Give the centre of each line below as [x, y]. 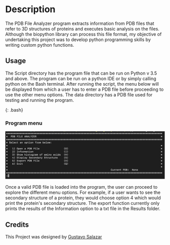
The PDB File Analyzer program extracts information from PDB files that [80, 23]
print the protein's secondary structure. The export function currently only [82, 203]
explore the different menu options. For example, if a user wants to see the [83, 192]
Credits [17, 224]
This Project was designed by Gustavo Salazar [54, 236]
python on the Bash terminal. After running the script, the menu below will [82, 84]
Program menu [24, 123]
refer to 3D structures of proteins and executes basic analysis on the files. [82, 28]
